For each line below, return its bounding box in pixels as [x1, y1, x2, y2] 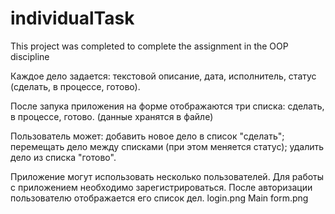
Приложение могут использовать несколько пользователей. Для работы [10, 170, 325, 182]
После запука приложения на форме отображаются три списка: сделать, [10, 100, 325, 112]
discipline [10, 50, 50, 62]
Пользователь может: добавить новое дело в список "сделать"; [10, 130, 285, 142]
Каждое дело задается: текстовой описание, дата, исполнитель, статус [10, 70, 317, 82]
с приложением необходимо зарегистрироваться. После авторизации [10, 181, 313, 193]
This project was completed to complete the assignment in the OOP [10, 40, 289, 52]
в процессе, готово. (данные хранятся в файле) [10, 110, 214, 122]
